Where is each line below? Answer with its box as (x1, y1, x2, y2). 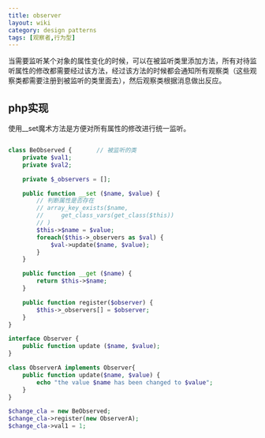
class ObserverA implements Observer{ (8, 364, 136, 372)
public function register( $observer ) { (22, 298, 154, 306)
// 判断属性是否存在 (36, 197, 95, 205)
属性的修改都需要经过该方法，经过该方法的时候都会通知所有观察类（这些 (14, 66, 250, 76)
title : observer (8, 11, 62, 20)
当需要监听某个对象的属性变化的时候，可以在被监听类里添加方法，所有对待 (8, 56, 250, 66)
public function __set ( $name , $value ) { (22, 189, 160, 197)
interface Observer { (8, 335, 80, 343)
